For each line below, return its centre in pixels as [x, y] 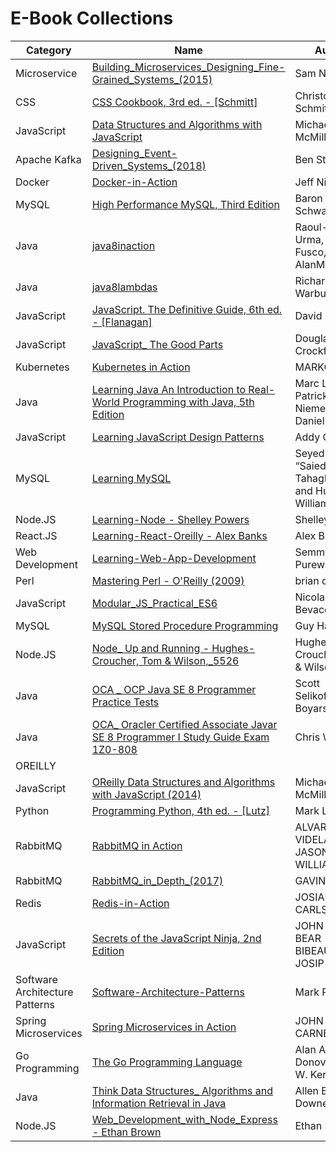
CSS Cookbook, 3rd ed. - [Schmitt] [174, 102]
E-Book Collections [92, 18]
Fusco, [310, 252]
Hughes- [233, 648]
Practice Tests [125, 702]
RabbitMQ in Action [137, 845]
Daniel [309, 420]
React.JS [36, 535]
